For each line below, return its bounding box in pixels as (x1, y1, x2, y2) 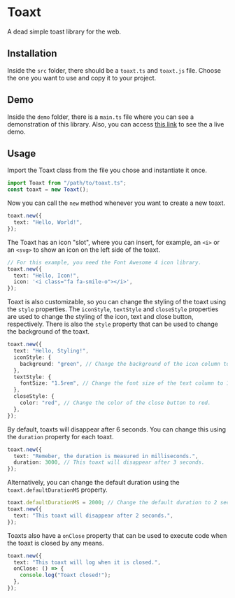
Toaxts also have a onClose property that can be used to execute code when (7, 531, 227, 539)
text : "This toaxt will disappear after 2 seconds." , (13, 512, 173, 519)
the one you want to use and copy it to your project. (7, 73, 157, 82)
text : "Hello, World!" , (13, 219, 83, 226)
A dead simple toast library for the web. (7, 27, 121, 36)
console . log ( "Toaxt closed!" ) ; (20, 571, 111, 579)
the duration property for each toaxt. (7, 432, 114, 441)
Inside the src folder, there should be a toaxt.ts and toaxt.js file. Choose (7, 66, 222, 74)
